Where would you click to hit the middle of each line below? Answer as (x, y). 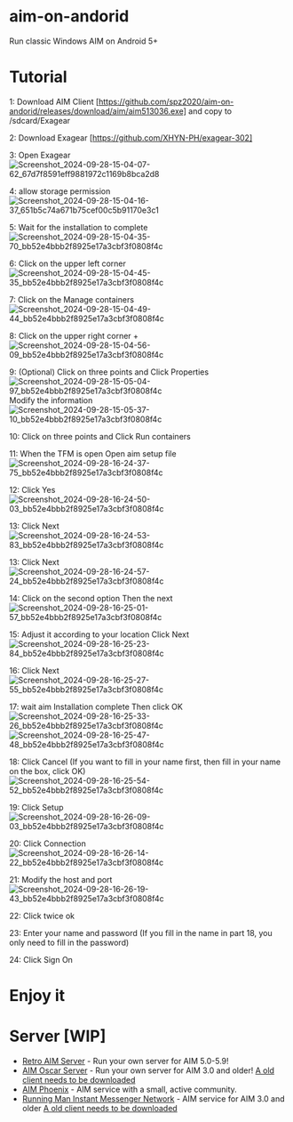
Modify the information (51, 400)
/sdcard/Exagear (40, 120)
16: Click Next (34, 670)
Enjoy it (37, 996)
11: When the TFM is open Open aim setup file (93, 453)
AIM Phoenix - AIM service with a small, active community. (129, 1089)
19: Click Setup (36, 807)
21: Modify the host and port (61, 879)
